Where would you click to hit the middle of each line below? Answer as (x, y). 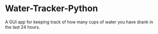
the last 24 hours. (23, 27)
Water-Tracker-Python (52, 8)
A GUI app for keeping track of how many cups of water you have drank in (79, 22)
